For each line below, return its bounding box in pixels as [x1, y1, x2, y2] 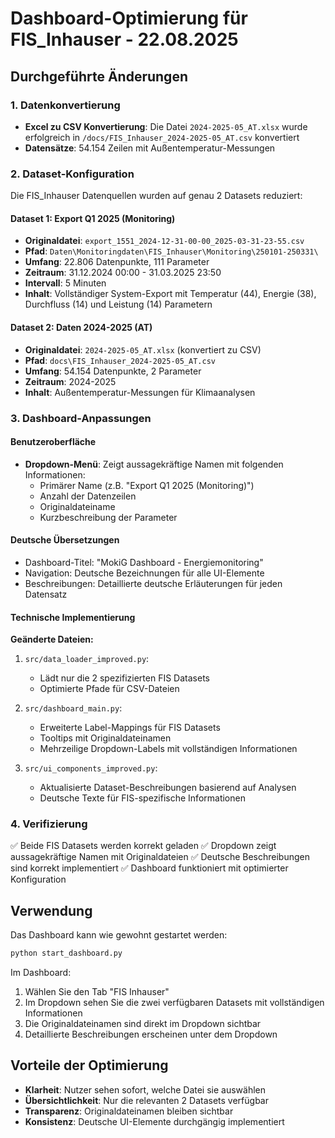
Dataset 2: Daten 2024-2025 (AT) [10, 321, 153, 333]
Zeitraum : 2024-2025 [24, 375, 117, 387]
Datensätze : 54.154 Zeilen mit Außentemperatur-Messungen [24, 142, 276, 154]
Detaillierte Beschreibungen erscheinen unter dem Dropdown [24, 1028, 278, 1041]
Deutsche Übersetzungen [10, 534, 120, 546]
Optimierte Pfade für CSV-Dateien [39, 683, 180, 695]
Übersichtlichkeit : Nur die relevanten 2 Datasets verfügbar [24, 1094, 269, 1106]
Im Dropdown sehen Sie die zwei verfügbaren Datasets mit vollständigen [24, 997, 325, 1009]
